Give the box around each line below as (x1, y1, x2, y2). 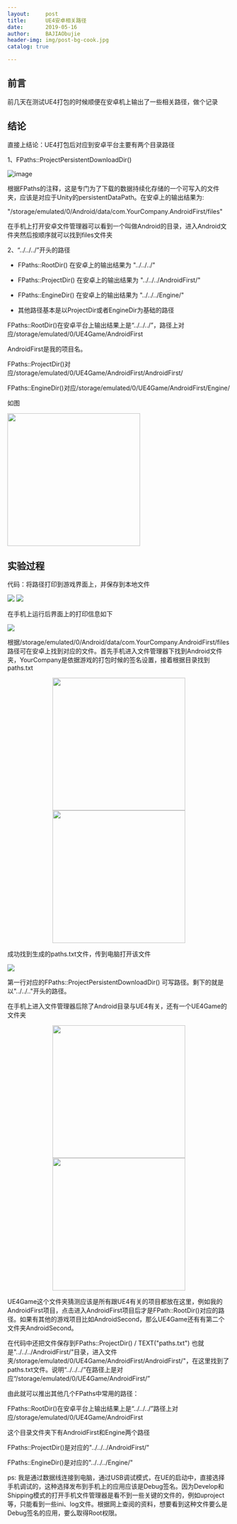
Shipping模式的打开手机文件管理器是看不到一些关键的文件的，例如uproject (7, 1491, 225, 1500)
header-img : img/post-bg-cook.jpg (7, 37, 110, 44)
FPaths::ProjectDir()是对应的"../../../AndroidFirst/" (7, 1443, 150, 1452)
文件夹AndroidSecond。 (7, 1324, 78, 1332)
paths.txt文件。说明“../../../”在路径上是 (7, 1366, 117, 1374)
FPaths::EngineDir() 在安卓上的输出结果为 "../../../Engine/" (17, 291, 185, 299)
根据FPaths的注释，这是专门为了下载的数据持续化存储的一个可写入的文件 (7, 184, 220, 192)
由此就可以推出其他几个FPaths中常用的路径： (7, 1390, 139, 1398)
